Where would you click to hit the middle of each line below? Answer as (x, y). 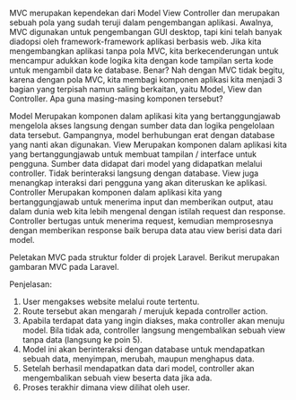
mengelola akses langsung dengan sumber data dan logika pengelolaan (142, 126)
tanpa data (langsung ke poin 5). (83, 339)
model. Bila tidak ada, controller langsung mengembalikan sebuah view (153, 330)
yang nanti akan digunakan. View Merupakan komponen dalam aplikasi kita (148, 144)
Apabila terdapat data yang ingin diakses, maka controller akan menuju (153, 321)
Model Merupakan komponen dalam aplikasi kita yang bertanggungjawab (145, 116)
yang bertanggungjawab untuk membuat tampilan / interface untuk (133, 154)
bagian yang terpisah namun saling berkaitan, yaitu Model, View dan (136, 89)
